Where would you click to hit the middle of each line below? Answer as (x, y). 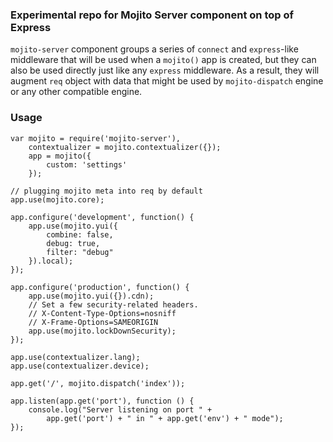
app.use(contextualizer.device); (80, 366)
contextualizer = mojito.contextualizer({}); (125, 147)
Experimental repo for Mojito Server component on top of (152, 15)
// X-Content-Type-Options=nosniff (102, 313)
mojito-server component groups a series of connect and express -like (154, 49)
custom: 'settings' (87, 164)
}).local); (51, 261)
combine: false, (80, 234)
